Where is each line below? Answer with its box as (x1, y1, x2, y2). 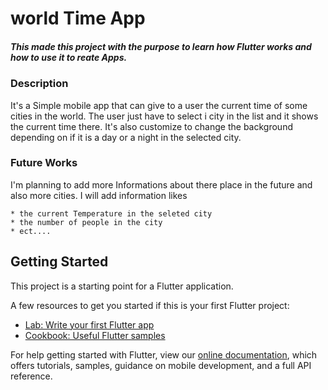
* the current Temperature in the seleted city (10, 208, 213, 219)
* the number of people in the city (10, 217, 163, 227)
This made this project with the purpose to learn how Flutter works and (10, 40, 312, 52)
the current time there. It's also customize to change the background (10, 120, 293, 132)
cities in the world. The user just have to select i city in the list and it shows (10, 110, 319, 122)
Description (10, 77, 69, 91)
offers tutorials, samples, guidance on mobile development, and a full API (10, 359, 312, 371)
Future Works (10, 156, 78, 170)
